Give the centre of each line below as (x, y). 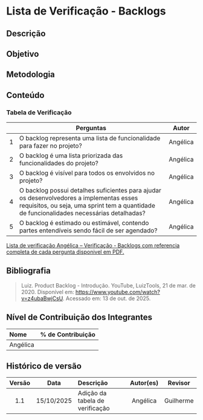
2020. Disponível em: (47, 292)
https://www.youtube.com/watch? (118, 292)
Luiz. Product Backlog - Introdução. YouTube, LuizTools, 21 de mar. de (108, 285)
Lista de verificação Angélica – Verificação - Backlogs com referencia (93, 246)
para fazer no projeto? (51, 146)
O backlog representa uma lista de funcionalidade (90, 139)
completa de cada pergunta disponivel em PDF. (65, 252)
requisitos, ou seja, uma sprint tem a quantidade (87, 206)
